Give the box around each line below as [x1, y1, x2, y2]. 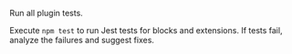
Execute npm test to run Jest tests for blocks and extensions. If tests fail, [9, 25, 283, 35]
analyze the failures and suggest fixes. [9, 35, 155, 45]
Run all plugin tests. [9, 8, 84, 18]
